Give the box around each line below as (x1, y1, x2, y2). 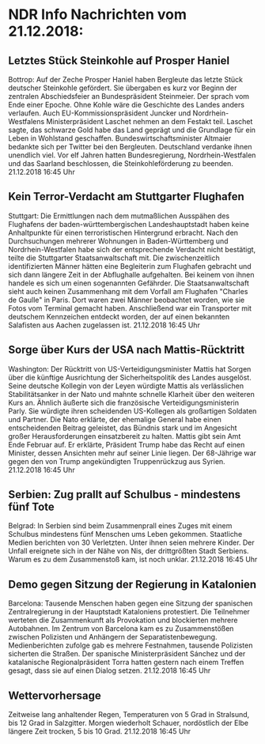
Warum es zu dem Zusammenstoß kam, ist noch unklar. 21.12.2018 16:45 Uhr (8, 555, 258, 565)
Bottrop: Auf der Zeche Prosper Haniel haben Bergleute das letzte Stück (8, 75, 244, 84)
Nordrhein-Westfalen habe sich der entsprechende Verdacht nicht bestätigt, (8, 244, 256, 254)
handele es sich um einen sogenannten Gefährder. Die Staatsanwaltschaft (8, 278, 249, 288)
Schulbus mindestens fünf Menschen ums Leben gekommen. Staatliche (8, 530, 243, 539)
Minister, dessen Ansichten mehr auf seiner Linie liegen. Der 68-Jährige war (8, 448, 257, 458)
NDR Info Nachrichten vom (8, 6, 187, 24)
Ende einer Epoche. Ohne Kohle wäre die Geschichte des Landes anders (8, 100, 245, 109)
